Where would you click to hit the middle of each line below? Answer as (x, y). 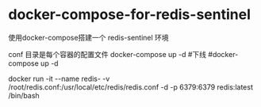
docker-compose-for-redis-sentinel (130, 15)
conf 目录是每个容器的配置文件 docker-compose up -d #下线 (107, 54)
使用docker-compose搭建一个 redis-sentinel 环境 (88, 37)
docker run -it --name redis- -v (59, 78)
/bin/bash (24, 95)
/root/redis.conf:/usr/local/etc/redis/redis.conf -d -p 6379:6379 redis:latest (131, 87)
